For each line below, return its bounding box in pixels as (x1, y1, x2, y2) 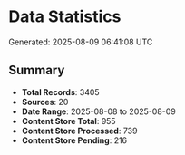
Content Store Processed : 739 (21, 125, 138, 136)
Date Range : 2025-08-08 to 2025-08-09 (21, 106, 176, 117)
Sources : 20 (21, 96, 69, 107)
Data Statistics (8, 6, 122, 27)
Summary (8, 63, 65, 78)
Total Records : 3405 (21, 86, 101, 97)
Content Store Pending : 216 (21, 134, 128, 146)
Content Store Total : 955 (21, 115, 116, 126)
